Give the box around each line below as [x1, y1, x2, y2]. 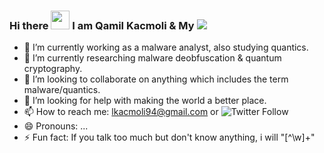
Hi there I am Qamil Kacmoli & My [9, 18, 195, 32]
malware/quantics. [23, 84, 101, 96]
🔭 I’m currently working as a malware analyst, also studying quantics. [23, 41, 309, 54]
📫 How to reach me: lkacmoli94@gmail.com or [23, 106, 219, 118]
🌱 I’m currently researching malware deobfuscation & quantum [23, 52, 282, 64]
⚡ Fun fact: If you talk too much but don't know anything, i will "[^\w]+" [23, 131, 316, 144]
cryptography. [23, 63, 83, 75]
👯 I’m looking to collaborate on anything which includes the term [23, 73, 289, 85]
